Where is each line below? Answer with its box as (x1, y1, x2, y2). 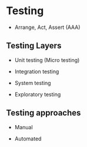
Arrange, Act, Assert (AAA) (14, 24, 81, 31)
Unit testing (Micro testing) (14, 56, 80, 63)
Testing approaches (6, 108, 81, 118)
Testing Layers (6, 41, 62, 51)
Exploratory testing (14, 90, 61, 98)
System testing (14, 79, 51, 86)
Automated (14, 135, 42, 142)
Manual (14, 123, 34, 130)
